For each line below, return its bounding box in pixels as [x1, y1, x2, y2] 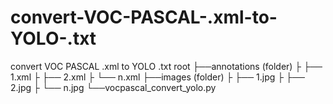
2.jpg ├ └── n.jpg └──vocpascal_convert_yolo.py [10, 81, 217, 93]
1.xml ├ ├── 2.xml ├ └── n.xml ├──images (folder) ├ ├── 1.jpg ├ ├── [10, 71, 305, 83]
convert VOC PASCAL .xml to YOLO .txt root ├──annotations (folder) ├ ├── [10, 60, 323, 72]
